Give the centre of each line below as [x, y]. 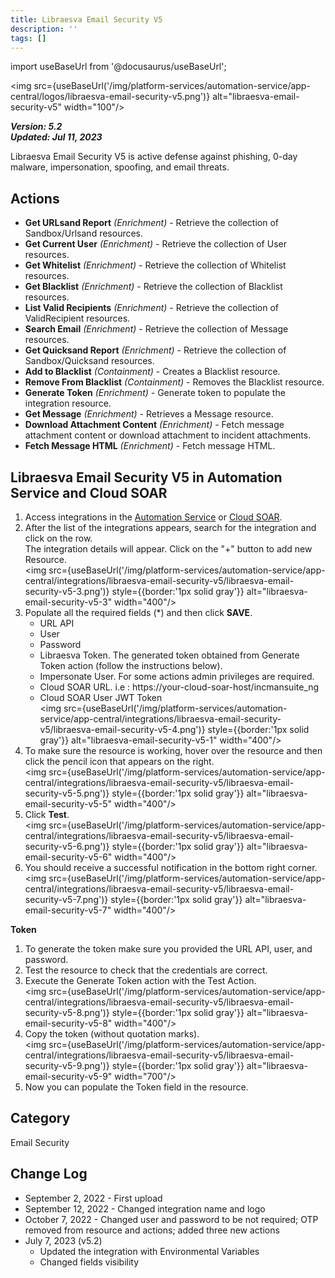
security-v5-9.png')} [67, 1065]
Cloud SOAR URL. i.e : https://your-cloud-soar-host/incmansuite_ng [179, 687]
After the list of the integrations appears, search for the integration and [170, 527]
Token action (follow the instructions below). [131, 665]
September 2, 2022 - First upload [93, 1198]
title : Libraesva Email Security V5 [86, 19]
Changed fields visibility [89, 1262]
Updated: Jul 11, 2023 [56, 137]
